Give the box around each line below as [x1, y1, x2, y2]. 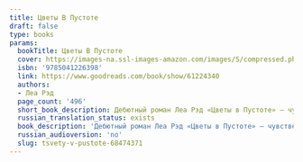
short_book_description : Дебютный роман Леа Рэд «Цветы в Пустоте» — [17, 105, 284, 114]
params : [9, 38, 39, 48]
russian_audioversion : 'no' [17, 130, 124, 139]
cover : [17, 55, 42, 64]
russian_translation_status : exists [17, 113, 155, 122]
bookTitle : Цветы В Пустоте [17, 47, 124, 56]
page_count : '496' [17, 96, 87, 106]
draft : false [9, 22, 59, 31]
